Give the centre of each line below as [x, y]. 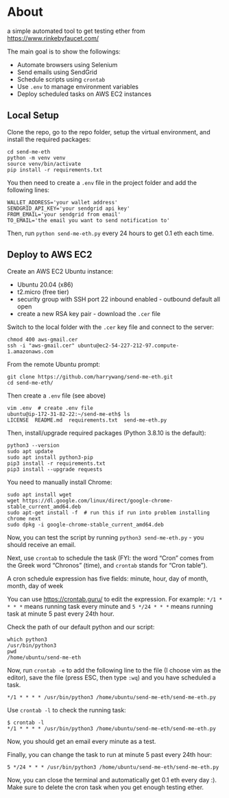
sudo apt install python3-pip [50, 457]
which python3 [27, 639]
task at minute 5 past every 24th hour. [61, 614]
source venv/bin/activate [44, 164]
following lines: [28, 190]
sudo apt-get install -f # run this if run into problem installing [109, 512]
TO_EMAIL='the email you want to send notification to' [88, 220]
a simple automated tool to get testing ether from [76, 31]
